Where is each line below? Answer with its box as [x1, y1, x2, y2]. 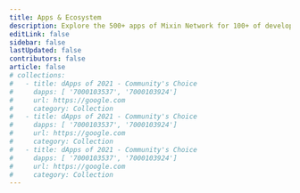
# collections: [9, 71, 66, 80]
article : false [9, 63, 66, 72]
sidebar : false [9, 37, 66, 47]
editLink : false [9, 29, 70, 38]
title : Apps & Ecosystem [9, 12, 102, 22]
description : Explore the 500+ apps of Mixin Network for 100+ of [9, 21, 262, 30]
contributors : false [9, 54, 87, 63]
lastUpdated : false [9, 46, 82, 55]
